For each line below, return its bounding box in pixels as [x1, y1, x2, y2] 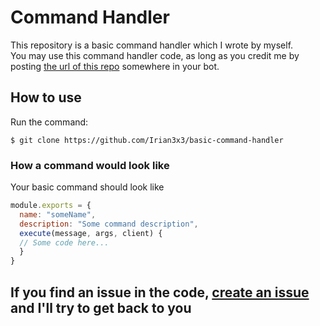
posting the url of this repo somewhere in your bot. [10, 60, 220, 72]
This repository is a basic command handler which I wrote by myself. [10, 39, 294, 51]
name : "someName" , [19, 209, 97, 220]
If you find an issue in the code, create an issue [10, 284, 310, 301]
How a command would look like [10, 158, 170, 172]
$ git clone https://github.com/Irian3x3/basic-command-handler [10, 135, 284, 145]
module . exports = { [10, 201, 92, 211]
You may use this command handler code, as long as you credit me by [10, 49, 300, 61]
